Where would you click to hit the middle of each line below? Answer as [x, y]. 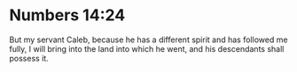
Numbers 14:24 [67, 15]
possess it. [29, 58]
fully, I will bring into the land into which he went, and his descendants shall [147, 48]
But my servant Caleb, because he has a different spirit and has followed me [148, 40]
